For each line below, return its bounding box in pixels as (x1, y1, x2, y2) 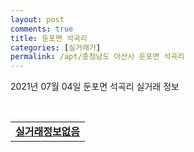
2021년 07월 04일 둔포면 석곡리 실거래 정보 (10, 81, 180, 93)
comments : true (10, 24, 74, 34)
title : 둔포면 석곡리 (10, 33, 88, 43)
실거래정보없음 (15, 125, 81, 139)
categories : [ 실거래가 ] (10, 42, 102, 53)
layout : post (10, 14, 65, 25)
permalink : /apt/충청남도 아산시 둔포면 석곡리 (10, 52, 185, 62)
